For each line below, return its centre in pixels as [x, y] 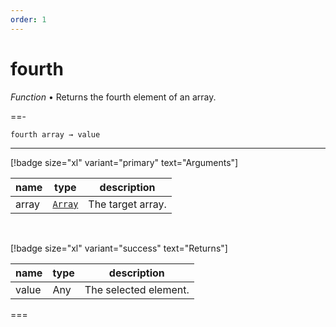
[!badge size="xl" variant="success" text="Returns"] [119, 248]
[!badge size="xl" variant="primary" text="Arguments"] [124, 162]
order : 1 [28, 19]
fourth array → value [55, 134]
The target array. [127, 204]
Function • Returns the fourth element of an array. [113, 97]
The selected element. [137, 289]
